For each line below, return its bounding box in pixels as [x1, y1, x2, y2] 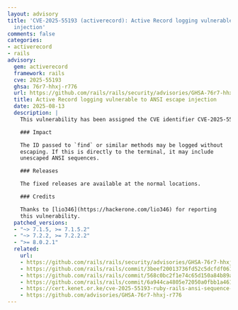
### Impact [20, 128, 52, 135]
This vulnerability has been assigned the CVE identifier [20, 116, 195, 123]
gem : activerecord [13, 63, 69, 70]
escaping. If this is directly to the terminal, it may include [20, 148, 214, 155]
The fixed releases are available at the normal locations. [20, 180, 201, 188]
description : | [13, 109, 59, 116]
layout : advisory [7, 10, 59, 18]
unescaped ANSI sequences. [20, 155, 100, 162]
